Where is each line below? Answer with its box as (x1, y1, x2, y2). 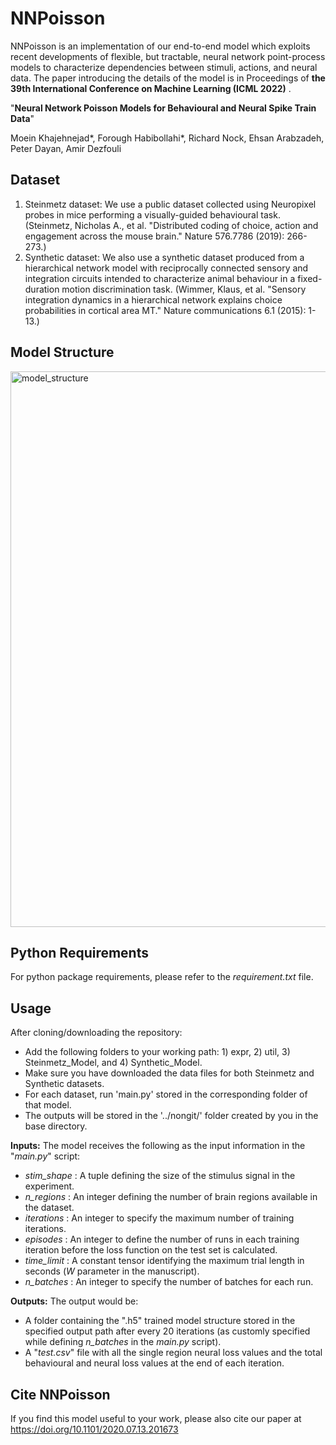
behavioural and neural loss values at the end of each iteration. (24, 1357, 285, 1369)
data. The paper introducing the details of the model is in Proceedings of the (10, 72, 326, 84)
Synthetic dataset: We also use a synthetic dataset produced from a (24, 251, 305, 263)
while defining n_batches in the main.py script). (24, 1336, 222, 1348)
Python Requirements (10, 944, 149, 961)
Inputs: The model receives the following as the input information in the (10, 1140, 306, 1152)
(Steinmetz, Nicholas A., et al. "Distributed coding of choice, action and (24, 219, 319, 231)
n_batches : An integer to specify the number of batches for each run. (24, 1276, 314, 1288)
